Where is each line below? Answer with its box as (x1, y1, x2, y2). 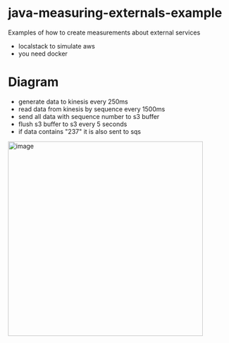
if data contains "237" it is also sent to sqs (18, 127, 142, 135)
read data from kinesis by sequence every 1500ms (18, 104, 166, 113)
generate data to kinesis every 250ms (18, 97, 129, 106)
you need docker (18, 49, 68, 58)
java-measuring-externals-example (8, 5, 223, 21)
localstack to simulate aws (18, 42, 96, 50)
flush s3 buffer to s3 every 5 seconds (18, 120, 128, 128)
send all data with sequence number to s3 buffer (18, 112, 160, 120)
